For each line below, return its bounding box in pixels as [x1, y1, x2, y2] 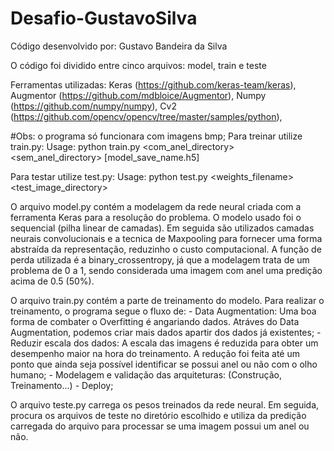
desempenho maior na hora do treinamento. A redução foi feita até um [10, 347, 300, 359]
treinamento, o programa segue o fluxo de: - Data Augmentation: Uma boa [10, 305, 317, 317]
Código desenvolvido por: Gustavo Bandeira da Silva [10, 40, 228, 52]
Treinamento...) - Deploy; [10, 379, 114, 391]
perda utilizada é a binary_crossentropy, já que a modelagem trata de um [10, 253, 310, 266]
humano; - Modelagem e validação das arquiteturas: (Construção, [10, 368, 282, 381]
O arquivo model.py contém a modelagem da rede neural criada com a [10, 200, 302, 212]
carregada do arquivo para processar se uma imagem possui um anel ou [10, 420, 310, 432]
